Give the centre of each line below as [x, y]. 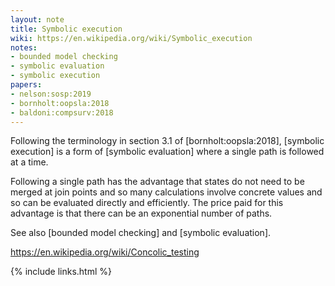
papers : [26, 85]
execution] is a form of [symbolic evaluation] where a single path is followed [167, 152]
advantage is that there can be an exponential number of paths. [141, 213]
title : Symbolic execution [66, 29]
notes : [24, 47]
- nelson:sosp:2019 [51, 94]
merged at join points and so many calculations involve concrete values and [166, 192]
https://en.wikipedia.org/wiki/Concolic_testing [105, 252]
